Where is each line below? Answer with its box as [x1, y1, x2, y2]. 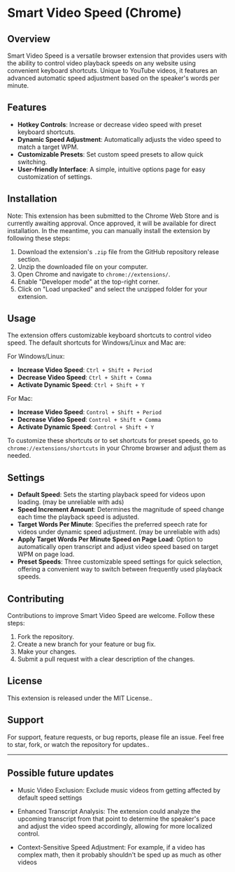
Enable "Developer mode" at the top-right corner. [17, 277, 160, 286]
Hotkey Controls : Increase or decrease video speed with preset [17, 120, 202, 128]
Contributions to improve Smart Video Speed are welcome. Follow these [7, 612, 215, 620]
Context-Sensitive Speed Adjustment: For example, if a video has [17, 843, 206, 851]
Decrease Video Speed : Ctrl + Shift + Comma [17, 374, 152, 382]
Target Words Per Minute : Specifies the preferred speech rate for [17, 520, 208, 529]
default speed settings [17, 793, 83, 802]
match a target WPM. [17, 143, 79, 151]
